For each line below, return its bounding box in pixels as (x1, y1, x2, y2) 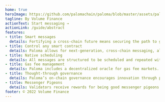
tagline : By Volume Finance (5, 16, 63, 21)
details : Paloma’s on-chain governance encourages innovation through (9, 76, 157, 80)
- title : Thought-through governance (5, 71, 82, 76)
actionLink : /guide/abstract (5, 25, 65, 30)
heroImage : (5, 12, 27, 17)
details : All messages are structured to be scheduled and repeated (9, 57, 153, 62)
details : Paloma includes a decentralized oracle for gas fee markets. (9, 67, 160, 72)
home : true (5, 7, 27, 12)
